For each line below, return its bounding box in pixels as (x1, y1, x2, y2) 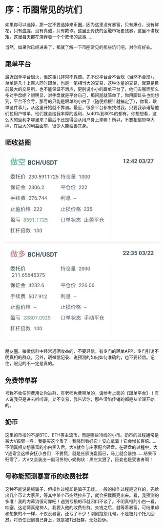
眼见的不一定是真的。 (13, 361, 57, 367)
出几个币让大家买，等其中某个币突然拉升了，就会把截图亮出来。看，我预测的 (5, 492, 159, 498)
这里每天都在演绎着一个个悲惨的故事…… (13, 34, 94, 40)
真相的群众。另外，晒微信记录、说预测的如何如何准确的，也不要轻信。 (9, 354, 150, 360)
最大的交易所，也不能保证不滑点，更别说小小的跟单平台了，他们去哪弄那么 (9, 86, 159, 92)
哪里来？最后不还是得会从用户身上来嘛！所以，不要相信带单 (30, 116, 150, 122)
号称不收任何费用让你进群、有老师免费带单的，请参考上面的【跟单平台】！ (5, 390, 155, 396)
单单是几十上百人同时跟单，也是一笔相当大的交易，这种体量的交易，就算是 (5, 80, 155, 86)
